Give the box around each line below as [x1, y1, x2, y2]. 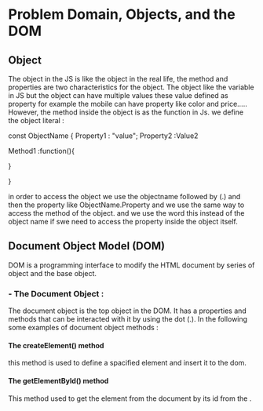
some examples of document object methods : [8, 323, 159, 333]
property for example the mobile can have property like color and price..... [8, 100, 247, 108]
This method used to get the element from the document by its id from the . [8, 394, 252, 403]
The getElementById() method [8, 376, 109, 385]
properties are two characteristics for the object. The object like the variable [8, 82, 254, 92]
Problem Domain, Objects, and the [8, 5, 236, 24]
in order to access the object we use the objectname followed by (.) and [8, 192, 241, 201]
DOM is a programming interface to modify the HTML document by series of [8, 260, 255, 270]
